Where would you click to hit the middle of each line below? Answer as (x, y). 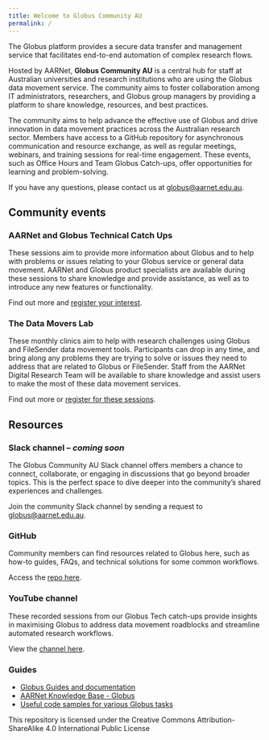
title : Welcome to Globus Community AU (75, 16)
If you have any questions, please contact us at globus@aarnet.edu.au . (126, 187)
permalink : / (30, 23)
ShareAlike (26, 729)
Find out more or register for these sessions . (82, 399)
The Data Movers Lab (51, 324)
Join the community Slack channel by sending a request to (106, 506)
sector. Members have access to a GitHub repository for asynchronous (126, 137)
